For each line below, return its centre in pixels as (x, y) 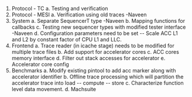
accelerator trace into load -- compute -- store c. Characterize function (97, 83)
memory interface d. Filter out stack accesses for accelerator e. (88, 58)
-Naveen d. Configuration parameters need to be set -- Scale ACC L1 (95, 33)
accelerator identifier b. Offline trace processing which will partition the (97, 77)
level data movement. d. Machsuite (54, 89)
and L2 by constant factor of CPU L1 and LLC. (66, 39)
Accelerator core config (40, 64)
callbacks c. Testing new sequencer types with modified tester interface (99, 27)
